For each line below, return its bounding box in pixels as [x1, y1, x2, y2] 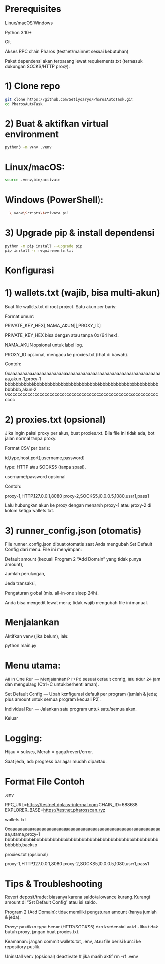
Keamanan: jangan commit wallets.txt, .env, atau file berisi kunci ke [5, 938, 141, 945]
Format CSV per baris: [5, 445, 50, 451]
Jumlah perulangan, [5, 571, 46, 576]
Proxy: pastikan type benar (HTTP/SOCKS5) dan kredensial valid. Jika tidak [5, 924, 159, 930]
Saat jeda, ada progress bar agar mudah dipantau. [5, 758, 107, 764]
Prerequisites [5, 3, 62, 15]
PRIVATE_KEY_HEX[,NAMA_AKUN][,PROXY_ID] [5, 322, 101, 328]
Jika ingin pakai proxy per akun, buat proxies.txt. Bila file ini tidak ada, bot [5, 430, 155, 436]
